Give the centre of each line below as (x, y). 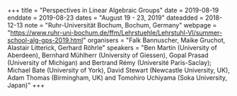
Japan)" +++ (26, 85)
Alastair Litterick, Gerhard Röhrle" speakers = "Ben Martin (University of (112, 48)
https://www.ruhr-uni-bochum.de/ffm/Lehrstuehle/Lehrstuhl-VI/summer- (116, 32)
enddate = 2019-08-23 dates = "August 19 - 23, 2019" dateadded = (105, 18)
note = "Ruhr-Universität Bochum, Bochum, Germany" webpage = (121, 25)
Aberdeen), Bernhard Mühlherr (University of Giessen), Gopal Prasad (108, 55)
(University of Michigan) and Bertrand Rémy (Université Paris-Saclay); (110, 62)
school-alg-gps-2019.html (45, 40)
